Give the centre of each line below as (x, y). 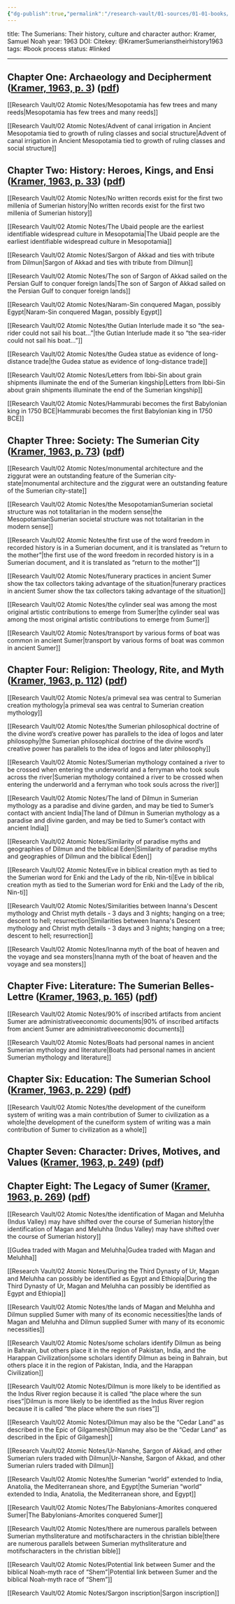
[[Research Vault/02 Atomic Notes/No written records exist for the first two (115, 198)
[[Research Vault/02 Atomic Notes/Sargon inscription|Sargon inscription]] (113, 1593)
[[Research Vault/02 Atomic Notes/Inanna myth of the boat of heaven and (113, 949)
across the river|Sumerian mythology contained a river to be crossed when (115, 777)
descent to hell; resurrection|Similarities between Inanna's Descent (104, 920)
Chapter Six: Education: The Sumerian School (109, 1079)
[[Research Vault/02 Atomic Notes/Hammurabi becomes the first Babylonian (117, 404)
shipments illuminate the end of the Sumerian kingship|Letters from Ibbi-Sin (116, 383)
